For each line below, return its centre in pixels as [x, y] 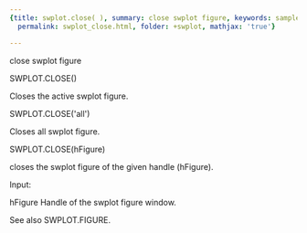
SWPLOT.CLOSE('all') [50, 113]
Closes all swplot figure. [55, 131]
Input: [21, 185]
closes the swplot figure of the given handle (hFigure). [111, 166]
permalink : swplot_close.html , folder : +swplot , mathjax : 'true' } [147, 26]
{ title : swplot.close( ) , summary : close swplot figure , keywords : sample [155, 18]
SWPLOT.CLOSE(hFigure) [58, 149]
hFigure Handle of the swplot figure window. [93, 202]
